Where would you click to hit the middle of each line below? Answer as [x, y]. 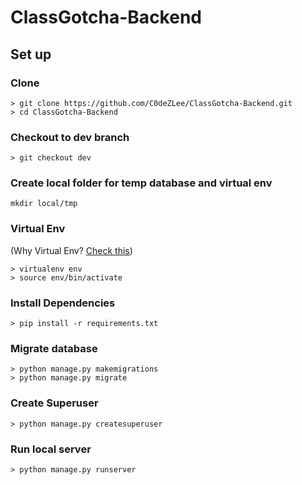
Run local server [51, 449]
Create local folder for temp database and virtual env [141, 183]
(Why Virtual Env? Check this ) [71, 250]
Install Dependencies [63, 303]
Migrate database [54, 348]
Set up [31, 54]
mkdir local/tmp [44, 204]
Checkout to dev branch [70, 137]
